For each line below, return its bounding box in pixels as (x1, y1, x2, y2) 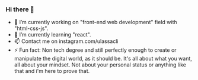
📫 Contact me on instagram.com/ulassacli (14, 38, 119, 45)
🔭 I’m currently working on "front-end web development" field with (14, 19, 177, 26)
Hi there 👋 (5, 5, 35, 14)
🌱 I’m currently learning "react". (14, 31, 91, 38)
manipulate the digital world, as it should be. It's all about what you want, (14, 55, 192, 62)
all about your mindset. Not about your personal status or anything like (14, 61, 186, 68)
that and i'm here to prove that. (14, 68, 90, 75)
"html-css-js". (14, 25, 49, 32)
